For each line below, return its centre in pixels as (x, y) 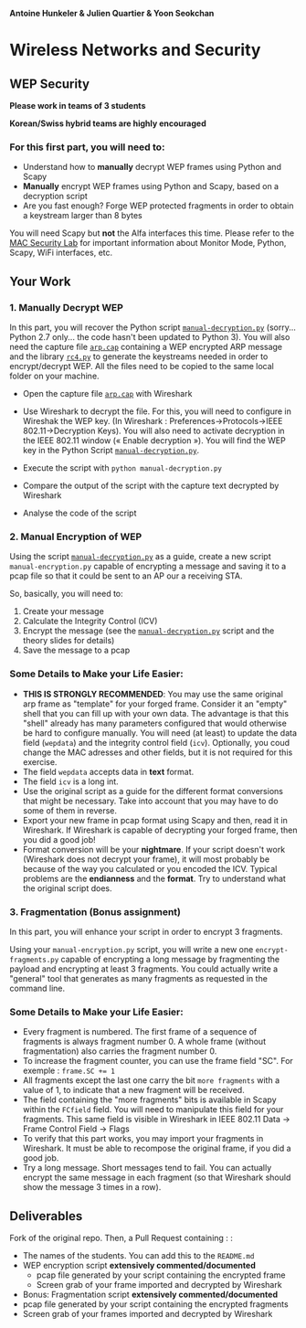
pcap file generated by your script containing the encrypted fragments (156, 1304)
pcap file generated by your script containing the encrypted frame (161, 1275)
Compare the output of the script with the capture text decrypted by (151, 485)
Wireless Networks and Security (135, 50)
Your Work (40, 281)
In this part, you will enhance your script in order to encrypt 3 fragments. (146, 931)
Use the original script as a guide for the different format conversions (153, 791)
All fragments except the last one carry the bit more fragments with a (151, 1080)
